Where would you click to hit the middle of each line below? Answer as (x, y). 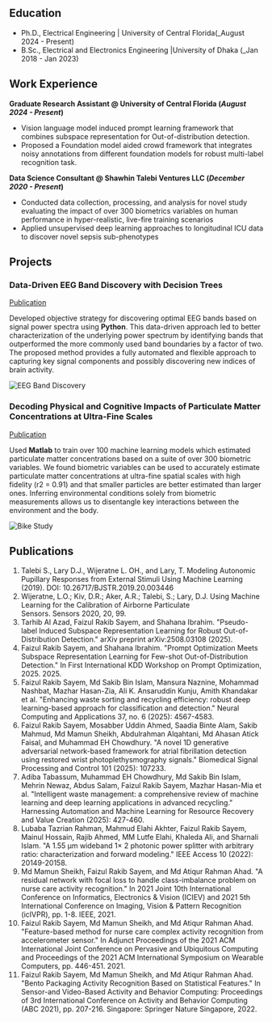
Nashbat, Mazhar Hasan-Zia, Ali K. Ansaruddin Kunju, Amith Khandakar (139, 691)
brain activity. (32, 370)
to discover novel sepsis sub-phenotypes (90, 236)
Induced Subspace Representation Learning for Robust (130, 631)
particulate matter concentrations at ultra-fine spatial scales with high (125, 476)
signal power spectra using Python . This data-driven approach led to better (135, 327)
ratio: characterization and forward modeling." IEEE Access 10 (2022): (137, 854)
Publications (42, 551)
